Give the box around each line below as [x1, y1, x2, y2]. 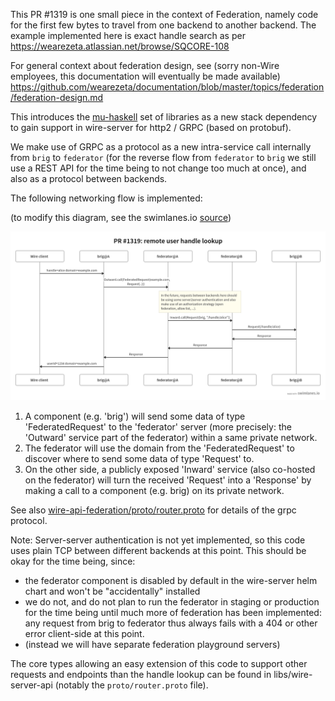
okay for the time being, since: [10, 555, 136, 567]
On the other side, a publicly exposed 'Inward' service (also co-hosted [24, 463, 316, 475]
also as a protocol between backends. [10, 173, 168, 184]
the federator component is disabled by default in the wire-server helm [24, 574, 318, 586]
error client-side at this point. [24, 627, 145, 639]
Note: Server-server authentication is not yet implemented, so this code [10, 534, 306, 546]
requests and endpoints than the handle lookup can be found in [10, 668, 272, 680]
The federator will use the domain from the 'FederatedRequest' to [24, 442, 295, 454]
